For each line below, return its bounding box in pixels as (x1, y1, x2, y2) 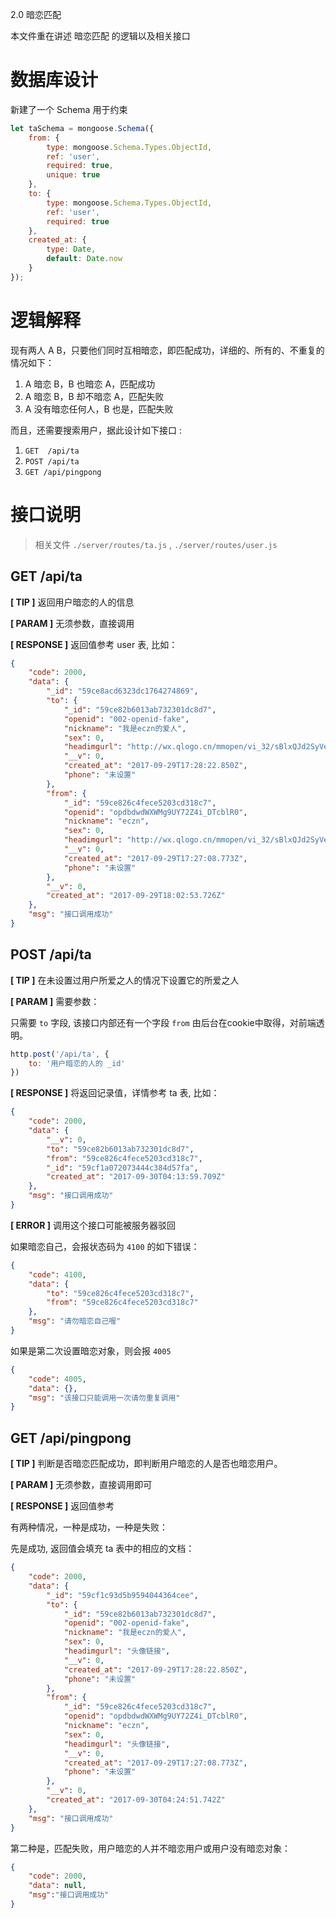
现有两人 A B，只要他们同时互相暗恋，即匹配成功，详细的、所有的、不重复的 (10, 344, 325, 356)
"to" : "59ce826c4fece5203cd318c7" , (46, 1288, 195, 1298)
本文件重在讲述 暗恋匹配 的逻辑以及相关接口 (10, 30, 191, 42)
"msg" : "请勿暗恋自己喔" (28, 1316, 122, 1327)
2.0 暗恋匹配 (10, 9, 62, 20)
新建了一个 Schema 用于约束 (10, 103, 128, 115)
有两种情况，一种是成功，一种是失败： (10, 1521, 168, 1533)
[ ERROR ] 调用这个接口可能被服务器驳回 (10, 1219, 176, 1231)
